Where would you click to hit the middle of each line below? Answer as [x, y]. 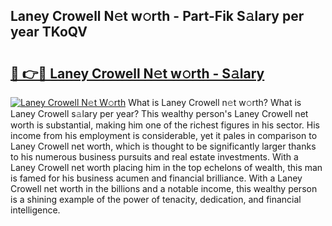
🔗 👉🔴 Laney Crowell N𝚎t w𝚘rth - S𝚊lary [137, 73]
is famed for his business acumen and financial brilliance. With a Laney [156, 178]
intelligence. [35, 210]
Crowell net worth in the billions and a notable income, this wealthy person [164, 188]
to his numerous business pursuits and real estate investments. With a [154, 157]
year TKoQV [49, 32]
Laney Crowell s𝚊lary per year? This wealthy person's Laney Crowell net [159, 113]
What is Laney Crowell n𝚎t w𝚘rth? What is [215, 102]
